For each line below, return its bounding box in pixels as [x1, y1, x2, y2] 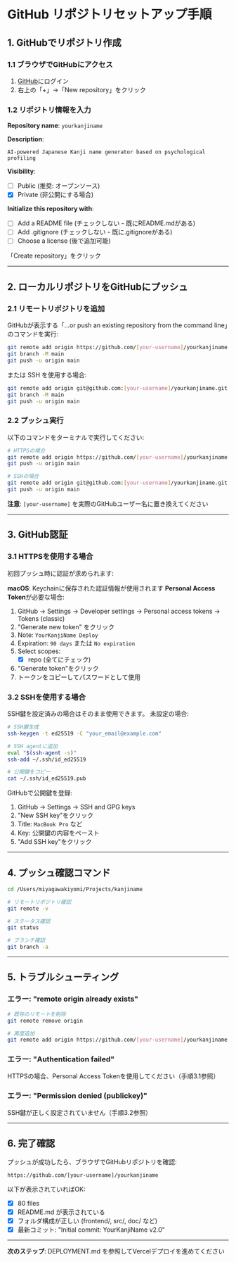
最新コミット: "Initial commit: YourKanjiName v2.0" [17, 1225, 165, 1234]
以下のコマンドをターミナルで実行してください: [7, 433, 145, 441]
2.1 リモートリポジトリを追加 [7, 303, 105, 313]
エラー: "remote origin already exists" [7, 994, 139, 1004]
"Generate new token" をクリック [17, 622, 114, 631]
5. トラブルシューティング [7, 971, 119, 983]
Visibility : [7, 167, 36, 176]
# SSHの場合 [7, 473, 39, 480]
